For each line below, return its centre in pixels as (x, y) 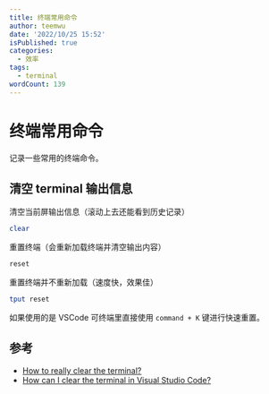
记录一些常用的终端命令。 (56, 158)
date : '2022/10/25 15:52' (57, 34)
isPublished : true (43, 43)
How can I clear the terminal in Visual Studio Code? (117, 380)
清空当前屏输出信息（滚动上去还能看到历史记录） (99, 212)
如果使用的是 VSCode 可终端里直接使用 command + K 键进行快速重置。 (137, 317)
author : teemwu (38, 26)
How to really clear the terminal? (82, 370)
